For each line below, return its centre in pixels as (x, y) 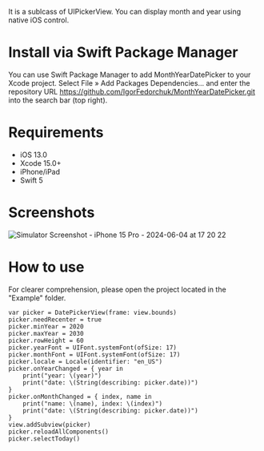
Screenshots (52, 213)
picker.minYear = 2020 (46, 326)
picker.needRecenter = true (55, 320)
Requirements (56, 133)
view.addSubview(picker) (50, 425)
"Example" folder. (37, 298)
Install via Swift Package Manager (123, 52)
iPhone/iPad (40, 171)
